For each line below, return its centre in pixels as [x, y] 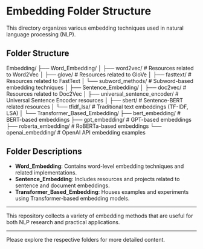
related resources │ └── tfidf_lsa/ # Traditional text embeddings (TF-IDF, [97, 107]
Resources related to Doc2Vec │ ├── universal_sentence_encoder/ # [92, 94]
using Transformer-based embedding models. [72, 198]
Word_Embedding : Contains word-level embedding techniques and [99, 166]
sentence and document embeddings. [62, 185]
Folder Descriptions [44, 152]
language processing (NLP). [41, 34]
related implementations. [46, 172]
